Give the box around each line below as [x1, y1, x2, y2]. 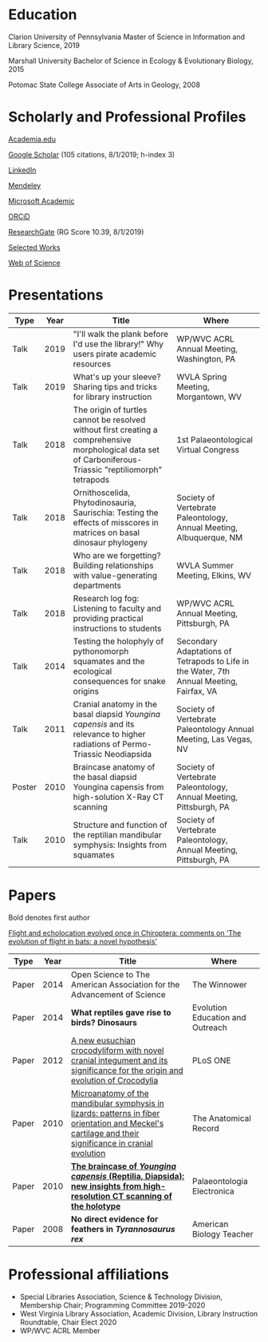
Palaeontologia [191, 1175, 249, 1186]
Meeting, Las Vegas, [176, 733, 253, 744]
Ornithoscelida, [73, 487, 130, 498]
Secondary [176, 635, 218, 647]
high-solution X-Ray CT [73, 791, 164, 802]
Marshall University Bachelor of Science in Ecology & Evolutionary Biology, [8, 56, 254, 65]
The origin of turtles [73, 404, 148, 415]
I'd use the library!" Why [73, 338, 164, 349]
